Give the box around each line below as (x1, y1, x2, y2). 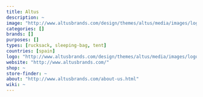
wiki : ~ (6, 82, 26, 88)
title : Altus (6, 8, 39, 15)
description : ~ (6, 14, 45, 20)
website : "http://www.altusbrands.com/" (6, 59, 110, 65)
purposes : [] (6, 37, 39, 43)
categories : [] (6, 25, 45, 32)
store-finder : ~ (6, 70, 47, 77)
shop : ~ (6, 64, 26, 71)
